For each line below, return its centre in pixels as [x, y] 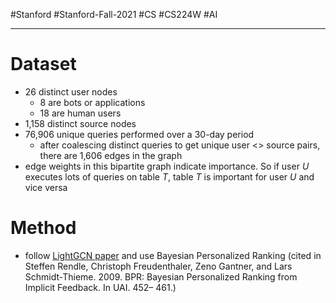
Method [43, 228]
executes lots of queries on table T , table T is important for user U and [169, 176]
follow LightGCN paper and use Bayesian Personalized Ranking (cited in [173, 255]
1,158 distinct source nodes [80, 123]
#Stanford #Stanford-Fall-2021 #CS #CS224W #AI [114, 14]
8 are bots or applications [92, 102]
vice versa [46, 187]
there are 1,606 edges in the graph [111, 155]
